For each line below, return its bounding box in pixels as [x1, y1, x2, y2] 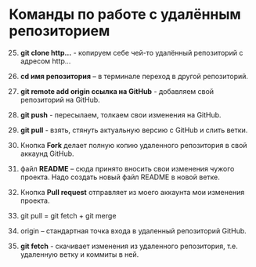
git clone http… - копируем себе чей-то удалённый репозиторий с [20, 48, 243, 57]
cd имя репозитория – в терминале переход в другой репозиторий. [20, 71, 249, 81]
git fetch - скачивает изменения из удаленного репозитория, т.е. [20, 241, 238, 251]
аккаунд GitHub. [20, 149, 74, 158]
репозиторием [9, 22, 110, 40]
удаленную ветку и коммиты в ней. [20, 249, 139, 259]
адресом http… [20, 56, 71, 66]
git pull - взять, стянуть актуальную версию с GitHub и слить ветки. [20, 125, 248, 135]
